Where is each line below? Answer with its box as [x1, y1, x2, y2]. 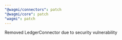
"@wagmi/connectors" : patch [4, 7, 62, 12]
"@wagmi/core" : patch [4, 12, 49, 17]
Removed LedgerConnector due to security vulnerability [4, 30, 118, 36]
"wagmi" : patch [4, 16, 36, 21]
